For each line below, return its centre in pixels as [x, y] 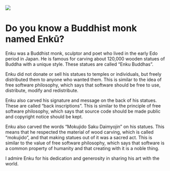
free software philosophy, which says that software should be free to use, [83, 85]
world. [12, 163]
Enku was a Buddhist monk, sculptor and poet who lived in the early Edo [81, 53]
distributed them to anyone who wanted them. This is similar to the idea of [84, 79]
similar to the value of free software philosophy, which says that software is [85, 143]
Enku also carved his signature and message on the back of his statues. [81, 100]
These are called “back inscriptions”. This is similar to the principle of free [83, 105]
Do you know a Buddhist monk [71, 28]
